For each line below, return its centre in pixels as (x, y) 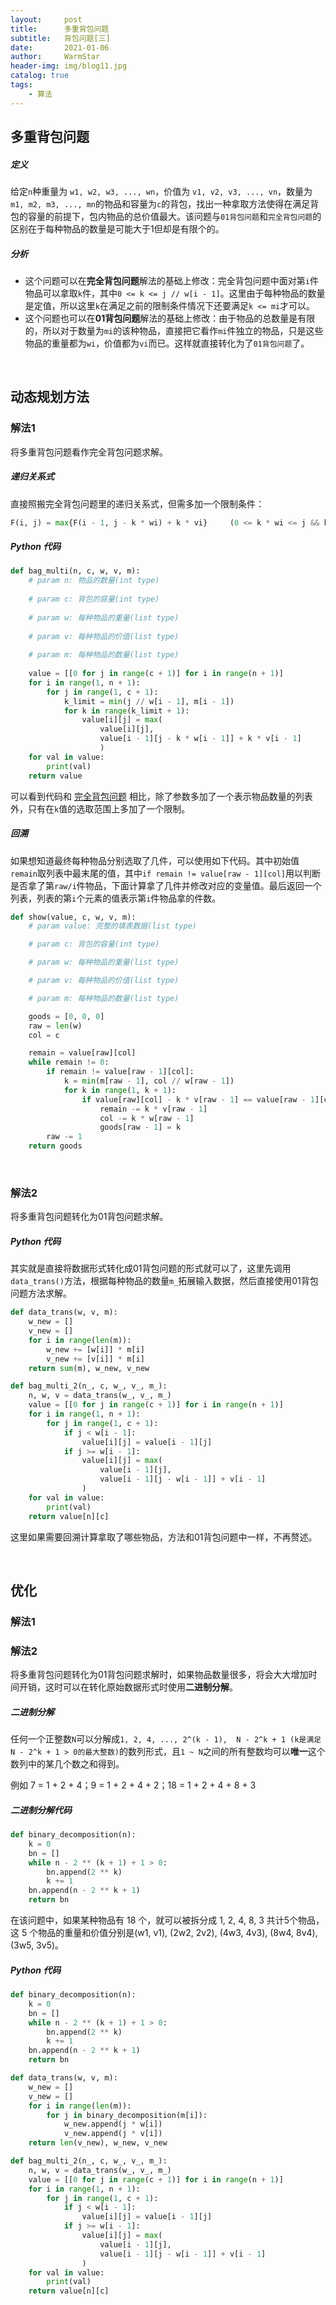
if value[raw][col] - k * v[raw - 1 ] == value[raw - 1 (198, 1099)
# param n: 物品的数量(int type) (94, 581)
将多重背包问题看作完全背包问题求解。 (89, 452)
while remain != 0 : (69, 1062)
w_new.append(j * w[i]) (113, 2124)
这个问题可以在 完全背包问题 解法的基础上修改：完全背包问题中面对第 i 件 (171, 280)
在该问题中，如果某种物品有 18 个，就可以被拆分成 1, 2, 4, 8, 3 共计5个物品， (167, 1920)
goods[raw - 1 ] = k (140, 1127)
